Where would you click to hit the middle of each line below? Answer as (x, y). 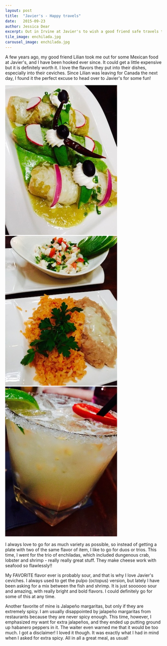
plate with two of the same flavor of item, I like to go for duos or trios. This (81, 550)
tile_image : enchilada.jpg (33, 37)
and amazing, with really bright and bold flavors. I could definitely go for (79, 591)
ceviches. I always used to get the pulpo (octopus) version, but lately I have (83, 580)
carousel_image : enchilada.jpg (38, 42)
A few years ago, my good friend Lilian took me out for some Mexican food (82, 57)
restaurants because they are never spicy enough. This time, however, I (78, 617)
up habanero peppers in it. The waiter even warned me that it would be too (82, 627)
